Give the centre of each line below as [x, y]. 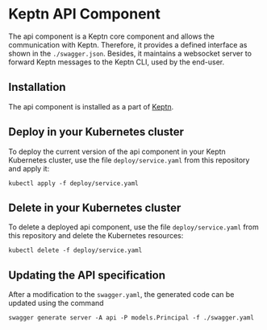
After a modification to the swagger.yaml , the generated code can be [121, 295]
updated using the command [56, 303]
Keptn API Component [85, 14]
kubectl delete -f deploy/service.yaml [75, 250]
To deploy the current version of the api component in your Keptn [117, 151]
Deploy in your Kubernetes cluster [96, 132]
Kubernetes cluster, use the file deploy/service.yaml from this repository [129, 160]
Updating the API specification [87, 275]
